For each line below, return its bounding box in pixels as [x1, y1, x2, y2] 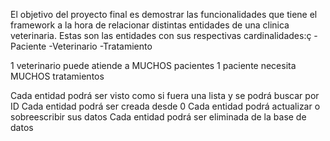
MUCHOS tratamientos [10, 70, 105, 82]
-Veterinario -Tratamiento [48, 40, 153, 52]
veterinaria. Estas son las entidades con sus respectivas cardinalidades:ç [10, 30, 312, 41]
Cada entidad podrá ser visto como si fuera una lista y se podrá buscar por [10, 90, 320, 101]
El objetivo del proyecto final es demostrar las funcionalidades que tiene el [10, 9, 318, 20]
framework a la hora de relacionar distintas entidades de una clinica [10, 19, 290, 31]
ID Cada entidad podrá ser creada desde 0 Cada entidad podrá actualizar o [10, 100, 321, 112]
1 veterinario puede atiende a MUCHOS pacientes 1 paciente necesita [10, 60, 297, 71]
